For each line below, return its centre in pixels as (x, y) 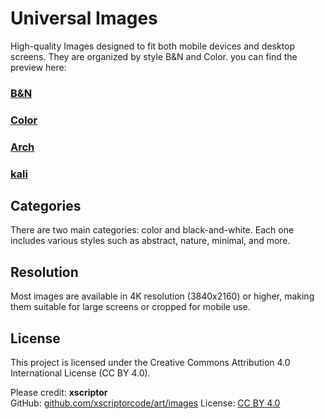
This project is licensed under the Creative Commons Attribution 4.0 (150, 363)
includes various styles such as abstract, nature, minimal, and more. (150, 241)
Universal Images (84, 18)
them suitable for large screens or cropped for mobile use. (130, 307)
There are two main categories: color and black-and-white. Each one (152, 230)
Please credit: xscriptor (59, 393)
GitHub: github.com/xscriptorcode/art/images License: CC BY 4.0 (145, 403)
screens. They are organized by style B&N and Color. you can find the (154, 56)
